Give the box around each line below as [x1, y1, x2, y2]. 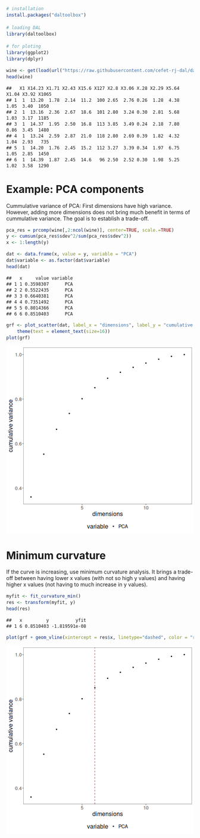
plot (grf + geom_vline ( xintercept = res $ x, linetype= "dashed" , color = [6, 634, 187, 640]
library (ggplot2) [6, 50, 49, 56]
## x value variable [6, 275, 73, 281]
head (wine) [6, 74, 33, 80]
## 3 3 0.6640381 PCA [6, 293, 73, 299]
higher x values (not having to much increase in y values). [6, 581, 148, 588]
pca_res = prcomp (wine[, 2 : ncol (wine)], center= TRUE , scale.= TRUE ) [6, 227, 174, 233]
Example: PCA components [6, 182, 144, 196]
